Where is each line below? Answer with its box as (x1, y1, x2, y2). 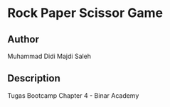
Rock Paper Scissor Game (7, 5, 164, 21)
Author (7, 33, 39, 45)
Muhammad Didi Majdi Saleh (7, 52, 91, 60)
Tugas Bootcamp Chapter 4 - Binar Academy (7, 91, 139, 100)
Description (7, 72, 60, 84)
